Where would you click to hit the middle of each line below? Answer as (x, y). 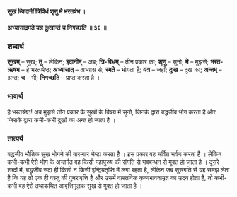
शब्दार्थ (16, 47)
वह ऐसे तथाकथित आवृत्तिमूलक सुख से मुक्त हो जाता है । (81, 186)
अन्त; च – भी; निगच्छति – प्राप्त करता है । (54, 78)
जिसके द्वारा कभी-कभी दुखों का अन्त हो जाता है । (62, 120)
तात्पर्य (15, 138)
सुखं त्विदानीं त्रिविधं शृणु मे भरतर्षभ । (47, 11)
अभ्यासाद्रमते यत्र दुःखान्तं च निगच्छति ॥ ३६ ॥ (57, 28)
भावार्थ (15, 97)
